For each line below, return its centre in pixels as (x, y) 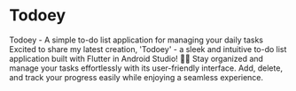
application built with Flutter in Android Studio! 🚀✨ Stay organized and (136, 58)
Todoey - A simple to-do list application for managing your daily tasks (136, 40)
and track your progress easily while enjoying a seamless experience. (136, 77)
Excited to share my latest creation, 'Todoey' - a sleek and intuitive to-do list (148, 49)
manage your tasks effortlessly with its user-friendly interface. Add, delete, (146, 68)
